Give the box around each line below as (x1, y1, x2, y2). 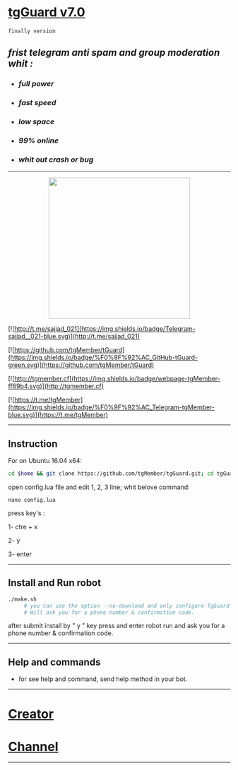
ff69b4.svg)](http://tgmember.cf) (8, 382, 105, 390)
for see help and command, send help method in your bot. (18, 675, 188, 683)
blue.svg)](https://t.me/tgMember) (8, 411, 109, 419)
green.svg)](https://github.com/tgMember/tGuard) (8, 361, 155, 369)
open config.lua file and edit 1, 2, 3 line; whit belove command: (8, 483, 190, 491)
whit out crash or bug (18, 155, 94, 164)
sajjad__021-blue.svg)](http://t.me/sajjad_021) (8, 332, 141, 341)
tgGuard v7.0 (8, 4, 85, 20)
